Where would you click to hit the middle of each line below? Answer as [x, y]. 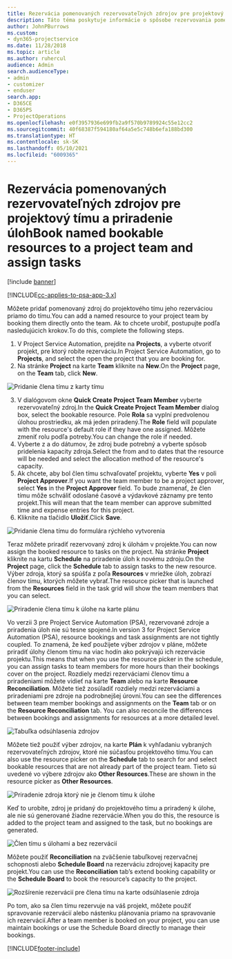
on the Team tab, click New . [57, 373]
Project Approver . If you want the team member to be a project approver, [120, 480]
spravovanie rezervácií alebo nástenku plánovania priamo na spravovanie [112, 913]
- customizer [26, 84]
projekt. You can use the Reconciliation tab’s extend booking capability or [112, 871]
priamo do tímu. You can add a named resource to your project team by [108, 316]
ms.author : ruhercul [37, 59]
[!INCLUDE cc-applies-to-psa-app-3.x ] [62, 295]
